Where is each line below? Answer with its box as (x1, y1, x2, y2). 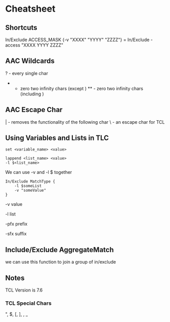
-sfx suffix (5, 231, 27, 237)
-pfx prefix (5, 221, 28, 227)
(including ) (20, 91, 44, 97)
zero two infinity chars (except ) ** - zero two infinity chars (20, 85, 143, 91)
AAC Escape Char (5, 105, 63, 114)
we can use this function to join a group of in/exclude (5, 259, 116, 265)
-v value (5, 201, 23, 207)
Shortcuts (5, 23, 37, 32)
